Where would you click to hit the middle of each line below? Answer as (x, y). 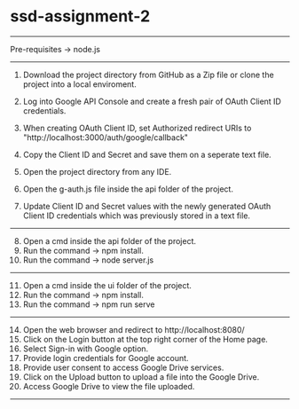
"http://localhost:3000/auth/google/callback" (106, 137)
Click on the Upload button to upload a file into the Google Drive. (141, 377)
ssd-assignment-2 (80, 16)
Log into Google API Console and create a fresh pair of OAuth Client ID (152, 101)
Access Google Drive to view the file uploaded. (109, 386)
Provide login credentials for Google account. (106, 358)
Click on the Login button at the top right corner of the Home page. (146, 339)
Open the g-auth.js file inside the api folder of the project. (128, 189)
